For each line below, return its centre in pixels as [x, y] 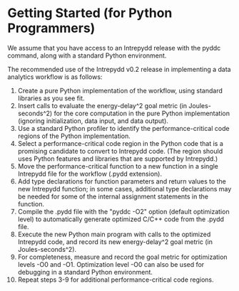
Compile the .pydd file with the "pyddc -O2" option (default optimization [123, 211]
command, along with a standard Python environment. [87, 55]
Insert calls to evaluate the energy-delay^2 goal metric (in [102, 105]
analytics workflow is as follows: [55, 77]
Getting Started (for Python [90, 13]
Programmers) [51, 28]
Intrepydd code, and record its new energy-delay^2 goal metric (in [115, 242]
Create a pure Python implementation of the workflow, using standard [120, 90]
